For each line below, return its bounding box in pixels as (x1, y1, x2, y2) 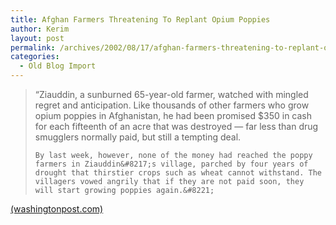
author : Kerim (10, 24, 70, 34)
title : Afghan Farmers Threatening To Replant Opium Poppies (10, 14, 271, 25)
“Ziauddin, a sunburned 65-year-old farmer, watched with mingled (34, 89, 309, 100)
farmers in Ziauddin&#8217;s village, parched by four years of (34, 159, 309, 169)
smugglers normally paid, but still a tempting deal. (34, 131, 242, 143)
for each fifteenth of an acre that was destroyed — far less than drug (34, 121, 319, 132)
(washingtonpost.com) (10, 203, 104, 215)
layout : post (10, 33, 65, 43)
